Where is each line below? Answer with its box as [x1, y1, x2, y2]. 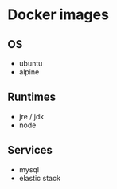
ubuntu [18, 58, 43, 68]
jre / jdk [18, 111, 45, 121]
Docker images [7, 6, 109, 24]
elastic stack [18, 173, 61, 183]
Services [7, 143, 53, 157]
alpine [18, 67, 40, 77]
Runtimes [7, 90, 57, 104]
